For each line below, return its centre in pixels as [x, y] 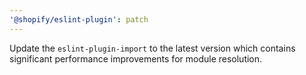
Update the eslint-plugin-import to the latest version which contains [152, 48]
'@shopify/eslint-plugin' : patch [79, 19]
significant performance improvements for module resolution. [136, 58]
